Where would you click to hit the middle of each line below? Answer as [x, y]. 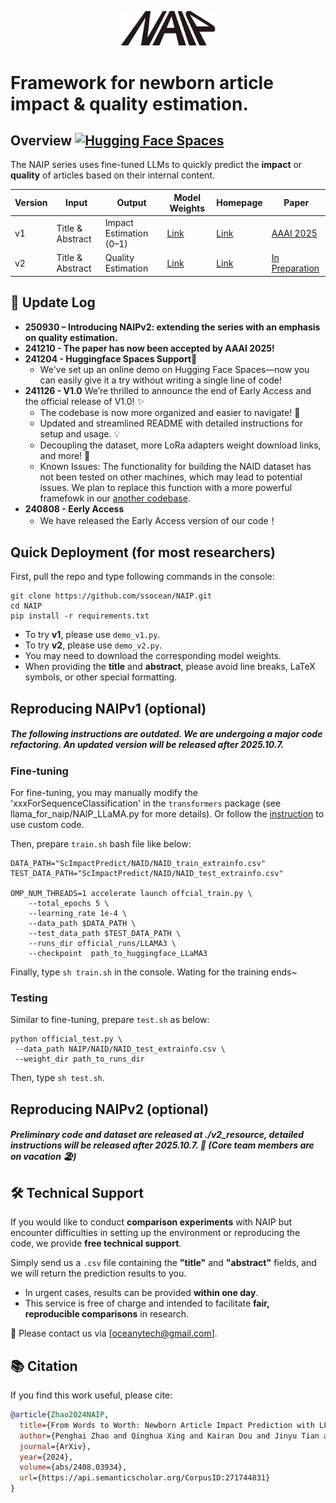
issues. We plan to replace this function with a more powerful [166, 487]
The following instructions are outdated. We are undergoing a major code [166, 734]
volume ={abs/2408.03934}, [73, 1467]
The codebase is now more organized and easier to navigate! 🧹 [170, 412]
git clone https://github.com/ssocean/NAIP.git [111, 596]
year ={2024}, [46, 1457]
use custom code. [47, 825]
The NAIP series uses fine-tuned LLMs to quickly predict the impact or [156, 165]
